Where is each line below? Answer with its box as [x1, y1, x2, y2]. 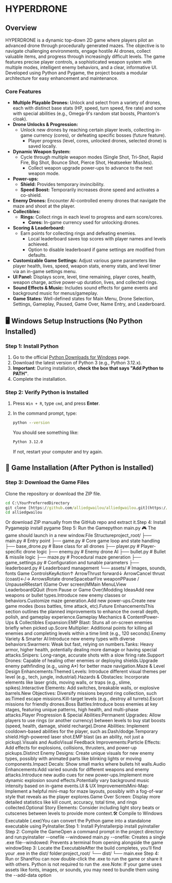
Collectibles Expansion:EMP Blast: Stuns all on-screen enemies [19, 620, 153, 626]
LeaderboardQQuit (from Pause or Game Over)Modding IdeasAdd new [5, 587, 155, 593]
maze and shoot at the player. [12, 203, 76, 209]
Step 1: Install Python [5, 342, 59, 350]
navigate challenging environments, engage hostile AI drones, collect [5, 48, 151, 54]
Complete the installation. [12, 376, 67, 382]
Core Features [5, 88, 41, 95]
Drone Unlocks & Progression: [12, 121, 78, 128]
